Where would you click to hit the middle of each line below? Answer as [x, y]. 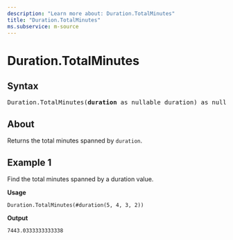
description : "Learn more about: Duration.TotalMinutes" [91, 13]
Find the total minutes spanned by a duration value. [80, 179]
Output [18, 218]
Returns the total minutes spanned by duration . [75, 141]
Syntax [23, 86]
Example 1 [29, 162]
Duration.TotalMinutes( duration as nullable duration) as [108, 102]
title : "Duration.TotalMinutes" [54, 20]
